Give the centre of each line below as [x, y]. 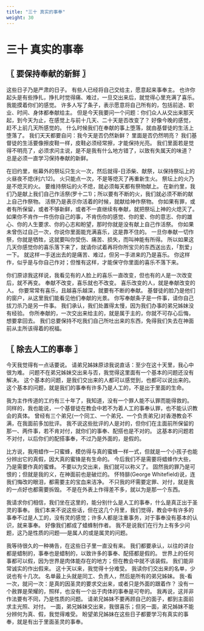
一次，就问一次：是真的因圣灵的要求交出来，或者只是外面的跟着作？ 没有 [97, 584]
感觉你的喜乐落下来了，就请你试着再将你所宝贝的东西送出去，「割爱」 [109, 247]
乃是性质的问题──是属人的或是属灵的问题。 [76, 533]
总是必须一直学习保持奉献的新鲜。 [49, 158]
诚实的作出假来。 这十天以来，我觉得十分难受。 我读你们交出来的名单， [100, 568]
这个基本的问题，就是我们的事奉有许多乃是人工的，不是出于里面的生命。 [97, 388]
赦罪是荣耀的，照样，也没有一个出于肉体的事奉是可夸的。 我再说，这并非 [103, 591]
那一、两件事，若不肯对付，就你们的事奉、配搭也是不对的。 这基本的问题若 [100, 431]
